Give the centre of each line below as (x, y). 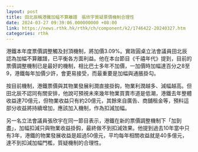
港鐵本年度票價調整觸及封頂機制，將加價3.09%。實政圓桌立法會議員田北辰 (97, 51)
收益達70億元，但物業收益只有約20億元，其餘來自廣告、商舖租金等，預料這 (98, 101)
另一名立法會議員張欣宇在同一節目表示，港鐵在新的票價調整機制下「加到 (94, 121)
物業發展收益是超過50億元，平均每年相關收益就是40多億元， (114, 135)
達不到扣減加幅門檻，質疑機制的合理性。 (55, 143)
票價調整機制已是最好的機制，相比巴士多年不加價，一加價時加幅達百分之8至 (98, 66)
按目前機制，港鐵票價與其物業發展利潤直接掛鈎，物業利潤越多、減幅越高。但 (99, 86)
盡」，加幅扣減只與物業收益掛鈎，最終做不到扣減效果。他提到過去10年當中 (95, 128)
